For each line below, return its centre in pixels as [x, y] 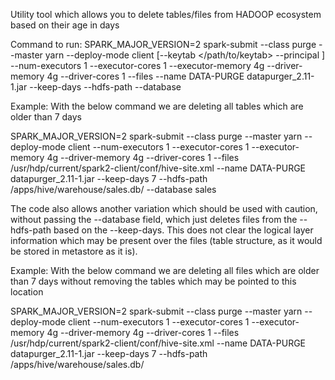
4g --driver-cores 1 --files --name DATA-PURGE [145, 76]
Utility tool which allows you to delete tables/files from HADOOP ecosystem [166, 14]
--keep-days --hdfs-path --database [105, 87]
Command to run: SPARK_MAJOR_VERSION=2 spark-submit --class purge [163, 44]
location [27, 292]
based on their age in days [65, 25]
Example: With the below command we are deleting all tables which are [157, 106]
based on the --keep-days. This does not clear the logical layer [183, 230]
